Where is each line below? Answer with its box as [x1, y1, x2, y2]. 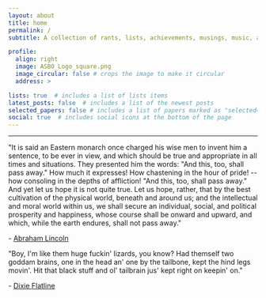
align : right [15, 55, 59, 63]
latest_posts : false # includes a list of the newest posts [8, 99, 215, 107]
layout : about [8, 11, 55, 20]
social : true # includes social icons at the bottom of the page [8, 114, 232, 122]
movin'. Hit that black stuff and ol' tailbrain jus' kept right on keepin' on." [8, 266, 243, 275]
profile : [8, 48, 37, 56]
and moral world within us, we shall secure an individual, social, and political [8, 202, 257, 211]
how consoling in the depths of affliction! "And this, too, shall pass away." [8, 176, 248, 186]
